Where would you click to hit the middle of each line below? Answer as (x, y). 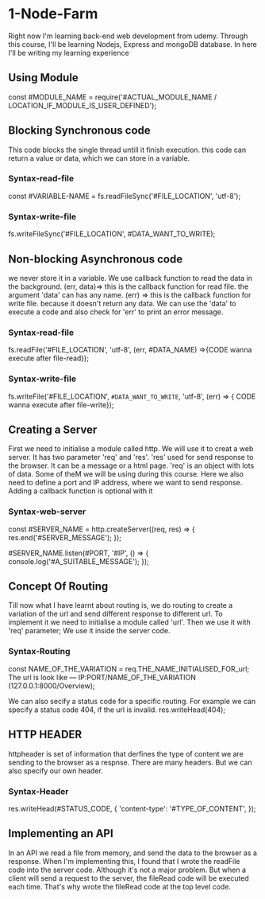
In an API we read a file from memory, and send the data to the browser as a (133, 853)
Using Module (44, 78)
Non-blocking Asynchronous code (96, 259)
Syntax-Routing (39, 652)
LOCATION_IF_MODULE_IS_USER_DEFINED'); (83, 105)
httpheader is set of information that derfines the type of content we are (126, 753)
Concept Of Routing (58, 587)
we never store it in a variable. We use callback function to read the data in (130, 278)
